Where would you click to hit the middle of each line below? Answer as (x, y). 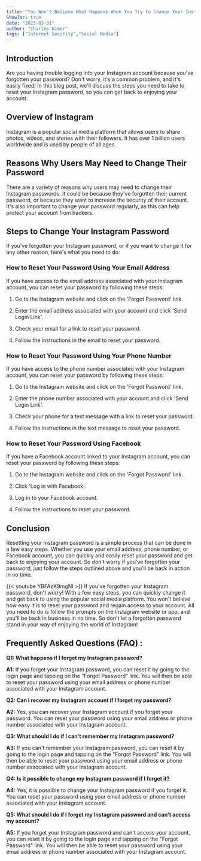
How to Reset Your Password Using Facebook (74, 443)
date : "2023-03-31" (31, 23)
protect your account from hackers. (50, 212)
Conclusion (28, 528)
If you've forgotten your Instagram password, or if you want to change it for (99, 246)
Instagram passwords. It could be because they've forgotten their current (97, 193)
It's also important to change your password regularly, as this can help (93, 206)
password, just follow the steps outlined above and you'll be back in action (98, 568)
